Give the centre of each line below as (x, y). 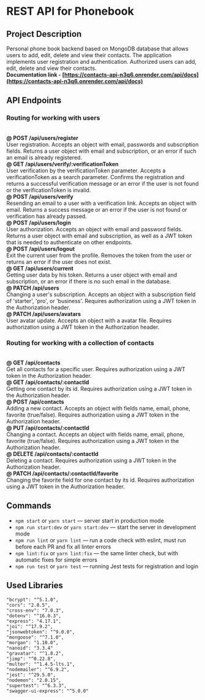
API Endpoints (34, 100)
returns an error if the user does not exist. (59, 261)
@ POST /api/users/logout (41, 248)
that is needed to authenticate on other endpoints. (69, 242)
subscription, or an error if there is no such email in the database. (89, 281)
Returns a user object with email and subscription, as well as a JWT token (99, 236)
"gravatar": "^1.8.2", (35, 653)
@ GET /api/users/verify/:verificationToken (63, 164)
